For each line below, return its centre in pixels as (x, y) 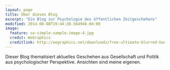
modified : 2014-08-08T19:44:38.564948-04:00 (53, 24)
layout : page (19, 10)
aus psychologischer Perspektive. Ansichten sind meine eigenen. (73, 62)
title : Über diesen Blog (31, 14)
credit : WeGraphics (30, 38)
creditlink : (23, 42)
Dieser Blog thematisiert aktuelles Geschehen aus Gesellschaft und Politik (82, 56)
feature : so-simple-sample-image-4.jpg (52, 33)
